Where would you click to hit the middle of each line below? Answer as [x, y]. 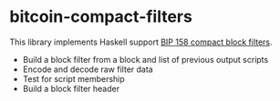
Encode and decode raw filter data [88, 69]
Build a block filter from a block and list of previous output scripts [145, 59]
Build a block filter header [71, 88]
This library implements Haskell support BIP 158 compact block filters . [141, 42]
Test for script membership [73, 78]
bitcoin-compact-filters [101, 17]
